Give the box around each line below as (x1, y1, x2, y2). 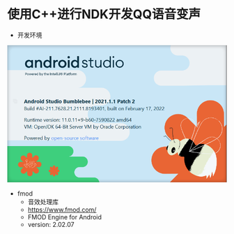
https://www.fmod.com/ (27, 205, 97, 214)
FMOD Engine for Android (27, 212, 102, 221)
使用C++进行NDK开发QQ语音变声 (7, 6, 201, 22)
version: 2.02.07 (27, 220, 75, 228)
